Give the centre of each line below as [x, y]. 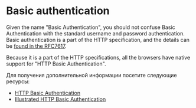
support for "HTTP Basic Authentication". [56, 64]
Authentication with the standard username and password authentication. [95, 33]
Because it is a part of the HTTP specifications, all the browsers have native [98, 57]
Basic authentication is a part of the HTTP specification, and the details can [98, 40]
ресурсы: [18, 81]
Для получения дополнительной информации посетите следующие [92, 75]
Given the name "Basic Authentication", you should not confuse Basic [91, 27]
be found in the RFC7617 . [36, 46]
